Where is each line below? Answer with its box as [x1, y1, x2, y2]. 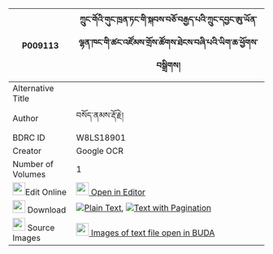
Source [27, 222, 55, 233]
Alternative [12, 83, 54, 94]
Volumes [12, 169, 46, 180]
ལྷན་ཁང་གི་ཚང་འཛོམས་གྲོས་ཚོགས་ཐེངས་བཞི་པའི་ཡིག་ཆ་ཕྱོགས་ [78, 37, 258, 48]
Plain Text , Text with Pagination [84, 202, 211, 213]
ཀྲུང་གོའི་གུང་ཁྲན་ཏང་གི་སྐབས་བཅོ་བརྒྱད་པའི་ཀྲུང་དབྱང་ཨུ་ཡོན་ [80, 14, 258, 25]
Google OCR [76, 146, 123, 156]
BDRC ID [12, 132, 46, 143]
